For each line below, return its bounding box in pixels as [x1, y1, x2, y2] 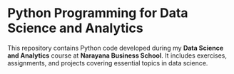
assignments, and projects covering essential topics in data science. [7, 58, 208, 67]
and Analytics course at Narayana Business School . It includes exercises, [7, 51, 227, 60]
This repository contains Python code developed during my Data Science [7, 43, 224, 52]
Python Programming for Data [7, 5, 188, 21]
